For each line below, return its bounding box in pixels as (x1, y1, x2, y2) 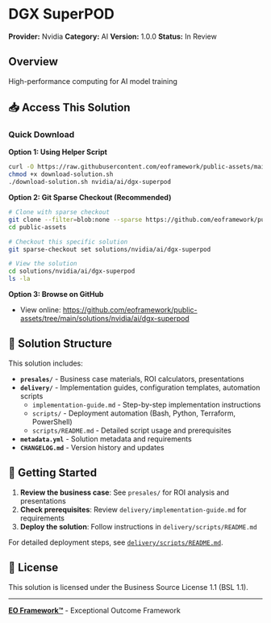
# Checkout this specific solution (8, 237, 128, 246)
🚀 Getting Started (8, 466, 98, 480)
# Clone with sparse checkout (8, 208, 110, 216)
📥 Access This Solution (8, 101, 131, 115)
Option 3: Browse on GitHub (8, 290, 104, 299)
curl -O (8, 163, 35, 171)
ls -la (8, 275, 31, 283)
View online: (19, 305, 62, 315)
